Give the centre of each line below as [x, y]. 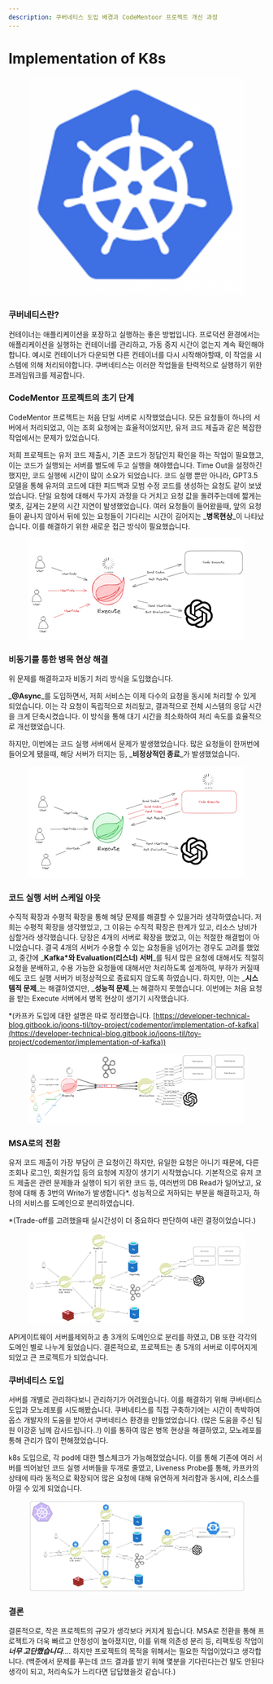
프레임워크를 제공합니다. [47, 375]
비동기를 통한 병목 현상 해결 [58, 659]
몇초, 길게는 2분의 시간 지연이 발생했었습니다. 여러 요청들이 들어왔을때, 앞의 [128, 506]
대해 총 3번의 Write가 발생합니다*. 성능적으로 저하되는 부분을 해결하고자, [137, 1193]
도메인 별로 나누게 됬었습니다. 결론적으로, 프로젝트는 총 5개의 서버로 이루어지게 [133, 1347]
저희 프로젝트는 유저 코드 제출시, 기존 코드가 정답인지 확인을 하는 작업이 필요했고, [136, 455]
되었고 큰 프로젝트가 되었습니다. [58, 1357]
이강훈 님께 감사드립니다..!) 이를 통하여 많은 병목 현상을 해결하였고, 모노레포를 [139, 1430]
